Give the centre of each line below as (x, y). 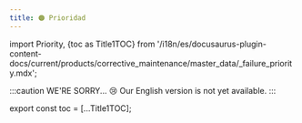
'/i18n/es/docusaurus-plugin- (211, 44)
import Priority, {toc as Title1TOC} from (82, 44)
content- (26, 53)
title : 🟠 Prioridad (48, 18)
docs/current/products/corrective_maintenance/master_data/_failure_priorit (151, 63)
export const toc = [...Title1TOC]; (70, 108)
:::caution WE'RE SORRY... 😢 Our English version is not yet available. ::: (143, 90)
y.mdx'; (24, 73)
